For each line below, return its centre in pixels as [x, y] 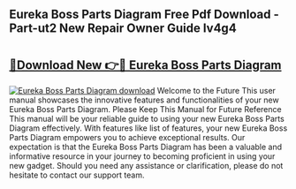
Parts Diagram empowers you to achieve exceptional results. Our [127, 137]
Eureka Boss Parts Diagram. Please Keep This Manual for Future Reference [145, 109]
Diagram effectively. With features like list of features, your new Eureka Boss [148, 128]
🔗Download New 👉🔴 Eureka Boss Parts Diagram [145, 65]
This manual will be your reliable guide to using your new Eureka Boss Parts [147, 119]
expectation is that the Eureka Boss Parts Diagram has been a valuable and [146, 147]
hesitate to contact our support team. [77, 175]
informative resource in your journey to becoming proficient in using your [142, 156]
